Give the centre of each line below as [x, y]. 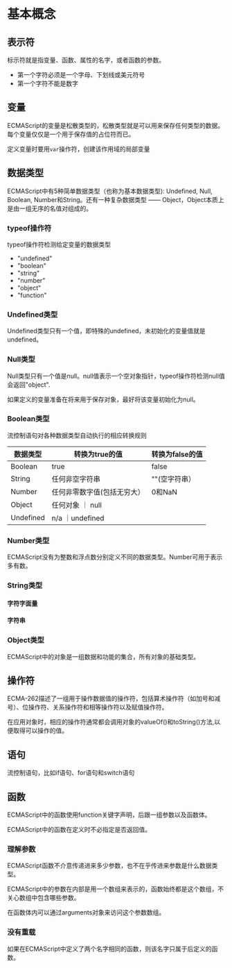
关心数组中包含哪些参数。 [44, 898]
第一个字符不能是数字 [47, 83]
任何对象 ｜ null [77, 505]
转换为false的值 [177, 454]
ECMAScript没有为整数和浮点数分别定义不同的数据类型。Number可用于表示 [115, 557]
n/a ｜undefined [78, 518]
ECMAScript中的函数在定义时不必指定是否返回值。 [79, 829]
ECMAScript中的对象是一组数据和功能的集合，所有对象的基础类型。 [103, 656]
